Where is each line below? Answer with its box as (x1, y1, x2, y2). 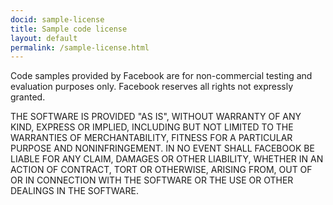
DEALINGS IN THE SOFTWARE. (10, 185, 139, 197)
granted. (10, 91, 46, 103)
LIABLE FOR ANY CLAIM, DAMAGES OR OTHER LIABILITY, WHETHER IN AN (10, 153, 324, 165)
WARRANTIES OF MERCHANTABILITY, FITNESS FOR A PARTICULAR (10, 132, 293, 144)
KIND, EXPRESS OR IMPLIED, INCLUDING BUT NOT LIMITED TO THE (10, 121, 294, 133)
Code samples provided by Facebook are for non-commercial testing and (10, 70, 313, 82)
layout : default (10, 33, 78, 43)
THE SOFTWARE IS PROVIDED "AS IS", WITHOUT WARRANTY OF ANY (10, 111, 302, 123)
